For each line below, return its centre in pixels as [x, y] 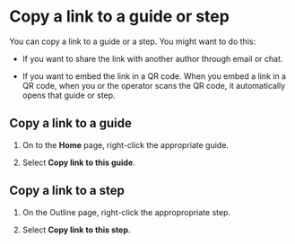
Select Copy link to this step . [76, 230]
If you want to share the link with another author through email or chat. [152, 58]
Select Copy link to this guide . [79, 162]
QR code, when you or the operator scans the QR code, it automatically [154, 85]
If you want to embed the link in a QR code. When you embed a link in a [154, 76]
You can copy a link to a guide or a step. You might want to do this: [133, 41]
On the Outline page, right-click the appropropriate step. [126, 212]
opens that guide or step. [69, 95]
